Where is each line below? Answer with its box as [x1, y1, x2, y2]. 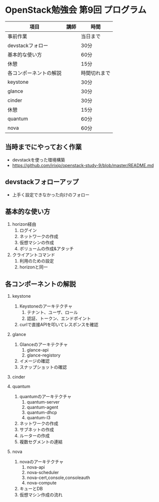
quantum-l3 [26, 415, 50, 421]
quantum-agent [26, 405, 59, 410]
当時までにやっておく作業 [5, 143, 82, 151]
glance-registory [26, 352, 61, 358]
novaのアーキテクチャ [19, 459, 64, 465]
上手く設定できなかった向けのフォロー [12, 191, 90, 197]
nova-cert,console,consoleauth [26, 475, 91, 480]
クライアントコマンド [12, 252, 55, 258]
